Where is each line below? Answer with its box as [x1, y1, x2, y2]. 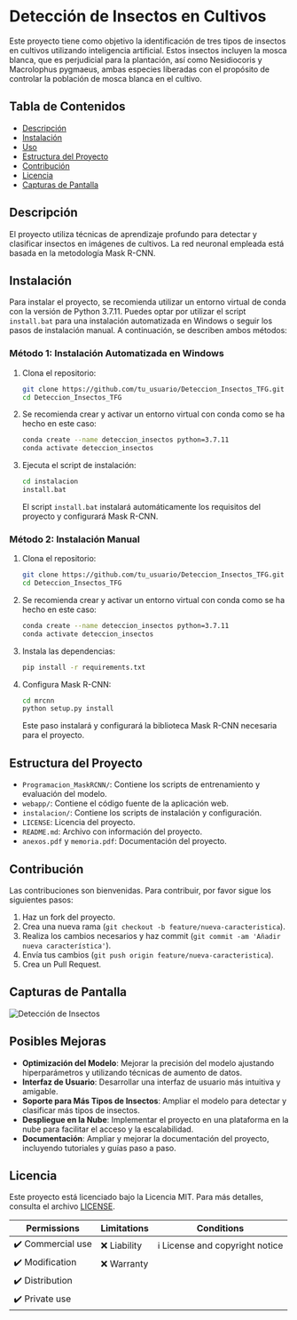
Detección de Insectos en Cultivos [9, 6, 267, 27]
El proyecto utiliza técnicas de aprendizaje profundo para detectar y [9, 228, 257, 239]
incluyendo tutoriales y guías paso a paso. [21, 1142, 177, 1153]
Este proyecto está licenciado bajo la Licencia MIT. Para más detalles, [9, 1192, 264, 1203]
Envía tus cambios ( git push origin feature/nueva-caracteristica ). [21, 949, 274, 960]
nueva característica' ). [21, 940, 112, 950]
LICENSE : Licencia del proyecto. [21, 817, 136, 828]
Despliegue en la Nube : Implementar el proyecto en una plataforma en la [21, 1114, 289, 1125]
